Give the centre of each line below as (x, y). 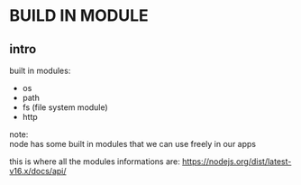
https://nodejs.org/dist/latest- (237, 162)
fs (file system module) (65, 107)
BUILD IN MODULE (79, 16)
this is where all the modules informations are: (95, 162)
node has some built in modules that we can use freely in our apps (133, 144)
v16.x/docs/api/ (38, 171)
